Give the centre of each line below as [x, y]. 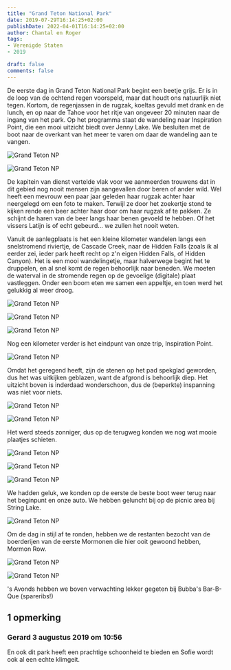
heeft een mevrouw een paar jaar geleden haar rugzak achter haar [101, 196]
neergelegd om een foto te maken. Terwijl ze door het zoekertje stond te [109, 203]
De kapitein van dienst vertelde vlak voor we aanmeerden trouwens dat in [111, 181]
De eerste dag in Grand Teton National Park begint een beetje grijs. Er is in [112, 90]
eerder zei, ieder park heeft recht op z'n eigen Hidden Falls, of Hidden [107, 253]
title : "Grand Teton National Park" [59, 13]
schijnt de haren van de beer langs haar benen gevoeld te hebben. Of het [111, 218]
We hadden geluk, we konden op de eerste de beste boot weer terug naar [112, 492]
